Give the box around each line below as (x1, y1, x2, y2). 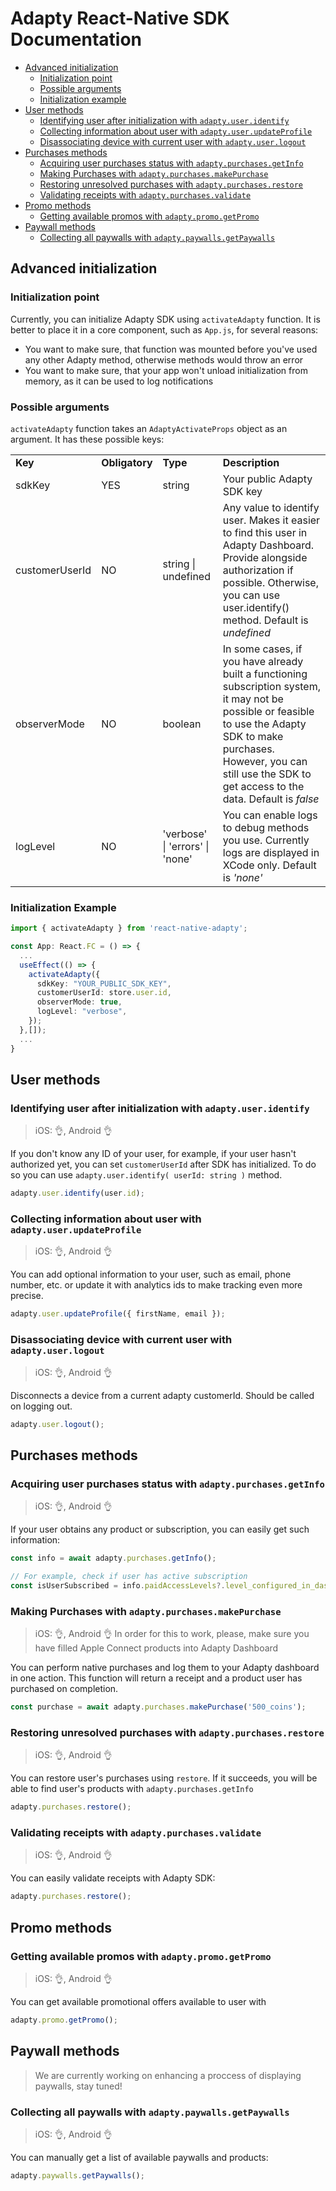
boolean (162, 717, 202, 731)
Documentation (10, 28, 143, 51)
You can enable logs (222, 808, 318, 822)
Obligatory (101, 455, 153, 469)
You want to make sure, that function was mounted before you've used (24, 343, 318, 355)
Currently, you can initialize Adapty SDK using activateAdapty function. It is (10, 313, 321, 325)
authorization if (222, 563, 294, 577)
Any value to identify (222, 500, 320, 514)
